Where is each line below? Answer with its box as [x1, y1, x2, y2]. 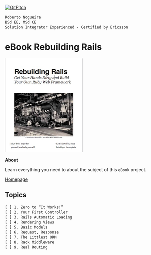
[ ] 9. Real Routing [5, 245, 48, 250]
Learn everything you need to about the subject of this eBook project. [5, 166, 146, 172]
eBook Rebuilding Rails [5, 41, 102, 53]
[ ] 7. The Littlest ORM [5, 235, 57, 240]
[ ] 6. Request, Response [5, 230, 59, 235]
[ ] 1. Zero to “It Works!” [5, 205, 64, 210]
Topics [5, 191, 27, 199]
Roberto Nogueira [5, 15, 41, 20]
